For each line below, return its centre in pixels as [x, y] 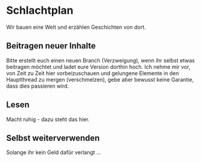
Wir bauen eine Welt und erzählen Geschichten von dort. [76, 27]
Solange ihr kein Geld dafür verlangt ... [54, 152]
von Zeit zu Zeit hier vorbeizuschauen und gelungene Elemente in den [93, 73]
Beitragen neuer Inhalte [51, 46]
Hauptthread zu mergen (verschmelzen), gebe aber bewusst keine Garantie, [100, 79]
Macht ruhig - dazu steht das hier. [48, 119]
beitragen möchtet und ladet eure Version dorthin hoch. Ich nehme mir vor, [98, 67]
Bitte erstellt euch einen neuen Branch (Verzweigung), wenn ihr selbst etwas [100, 60]
